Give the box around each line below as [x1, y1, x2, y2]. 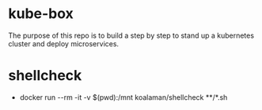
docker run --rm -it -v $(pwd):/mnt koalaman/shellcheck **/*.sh [19, 92, 228, 102]
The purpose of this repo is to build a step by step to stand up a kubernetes [8, 31, 255, 40]
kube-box [8, 5, 74, 23]
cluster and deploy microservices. [8, 38, 120, 48]
